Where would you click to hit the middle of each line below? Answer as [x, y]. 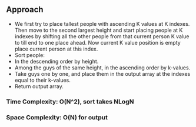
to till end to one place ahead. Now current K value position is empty [97, 42]
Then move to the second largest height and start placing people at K [99, 30]
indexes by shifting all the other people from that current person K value [102, 36]
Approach [25, 10]
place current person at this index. [56, 49]
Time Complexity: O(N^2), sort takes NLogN [70, 101]
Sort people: [30, 55]
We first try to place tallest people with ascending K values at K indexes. [102, 24]
